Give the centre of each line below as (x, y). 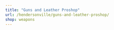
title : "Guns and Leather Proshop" (43, 10)
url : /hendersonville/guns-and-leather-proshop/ (57, 15)
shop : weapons (20, 19)
